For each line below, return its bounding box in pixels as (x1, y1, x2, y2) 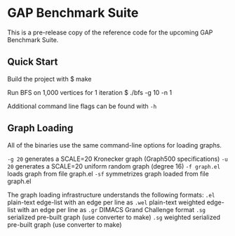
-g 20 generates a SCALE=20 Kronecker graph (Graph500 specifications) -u (7, 155, 228, 163)
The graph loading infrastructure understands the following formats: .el (7, 190, 215, 199)
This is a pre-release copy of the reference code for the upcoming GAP (7, 28, 213, 37)
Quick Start (7, 56, 58, 68)
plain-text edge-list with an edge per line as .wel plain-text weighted (7, 198, 206, 206)
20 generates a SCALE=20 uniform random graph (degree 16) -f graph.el (7, 162, 221, 170)
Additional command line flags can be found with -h (7, 102, 157, 110)
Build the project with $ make (7, 74, 92, 83)
